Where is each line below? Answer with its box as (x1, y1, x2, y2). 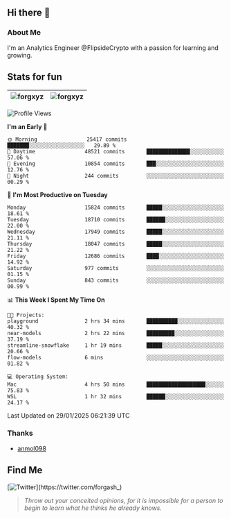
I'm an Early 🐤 (7, 122, 48, 130)
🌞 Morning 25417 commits (7, 136, 127, 143)
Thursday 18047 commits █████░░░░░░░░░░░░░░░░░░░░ (7, 240, 225, 247)
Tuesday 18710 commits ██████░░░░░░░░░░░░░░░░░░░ (7, 216, 225, 223)
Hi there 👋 (7, 7, 50, 19)
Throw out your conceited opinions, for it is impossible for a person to (24, 496, 223, 504)
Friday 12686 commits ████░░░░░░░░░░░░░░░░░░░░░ (7, 253, 225, 259)
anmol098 (17, 444, 47, 452)
